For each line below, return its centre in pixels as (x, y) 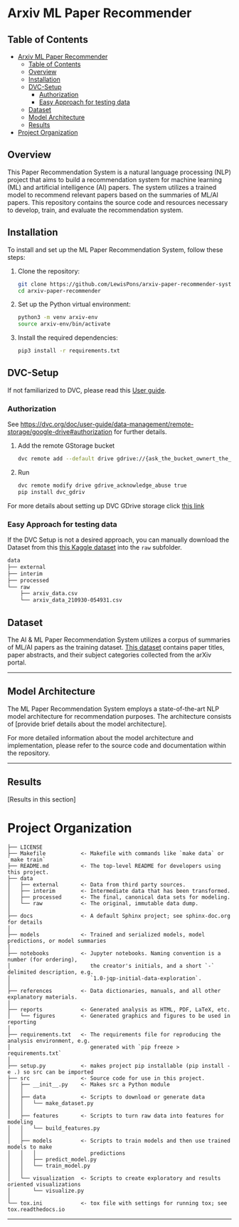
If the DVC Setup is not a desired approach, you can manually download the (118, 540)
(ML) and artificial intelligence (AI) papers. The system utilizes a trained (112, 187)
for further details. (140, 432)
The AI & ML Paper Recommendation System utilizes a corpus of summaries (119, 640)
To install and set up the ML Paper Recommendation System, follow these (115, 249)
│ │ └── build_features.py (54, 1128)
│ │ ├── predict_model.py (52, 1159)
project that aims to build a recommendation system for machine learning (115, 179)
